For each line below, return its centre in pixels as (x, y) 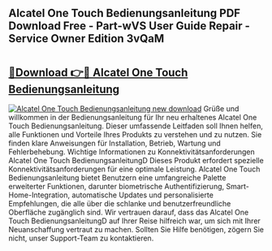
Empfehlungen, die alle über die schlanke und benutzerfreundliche (120, 203)
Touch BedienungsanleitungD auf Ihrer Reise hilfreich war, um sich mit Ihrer (135, 221)
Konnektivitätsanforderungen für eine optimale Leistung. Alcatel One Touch (134, 169)
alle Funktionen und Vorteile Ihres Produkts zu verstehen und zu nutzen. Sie (135, 134)
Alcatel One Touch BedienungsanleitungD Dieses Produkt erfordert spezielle (136, 160)
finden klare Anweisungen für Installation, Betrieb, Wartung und (114, 143)
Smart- (238, 186)
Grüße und (221, 108)
